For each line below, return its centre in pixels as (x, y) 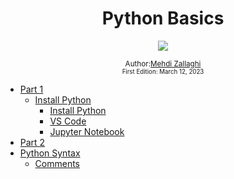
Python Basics (163, 18)
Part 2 (32, 142)
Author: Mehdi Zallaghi (163, 63)
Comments (57, 163)
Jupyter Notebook (87, 131)
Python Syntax (50, 153)
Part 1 (31, 89)
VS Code (68, 121)
